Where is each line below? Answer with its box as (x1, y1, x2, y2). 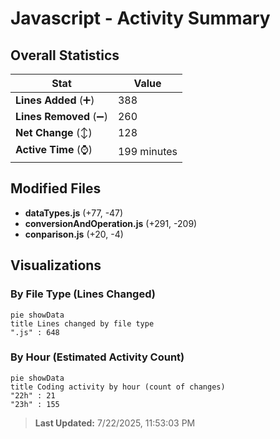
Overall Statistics (10, 47, 120, 64)
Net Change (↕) (15, 126, 93, 139)
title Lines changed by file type (10, 318, 155, 329)
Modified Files (10, 180, 102, 197)
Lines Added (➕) (15, 93, 95, 107)
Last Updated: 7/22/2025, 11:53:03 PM (34, 417, 196, 429)
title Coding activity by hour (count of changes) (10, 382, 226, 392)
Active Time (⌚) (15, 143, 93, 156)
